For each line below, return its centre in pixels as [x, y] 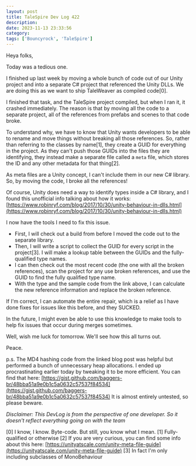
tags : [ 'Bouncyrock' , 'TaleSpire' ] [49, 39]
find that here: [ [25, 378]
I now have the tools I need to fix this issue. [58, 222]
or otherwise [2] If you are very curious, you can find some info [105, 438]
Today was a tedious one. [37, 67]
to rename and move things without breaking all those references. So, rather [98, 138]
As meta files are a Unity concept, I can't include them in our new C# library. [98, 175]
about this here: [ [27, 444]
